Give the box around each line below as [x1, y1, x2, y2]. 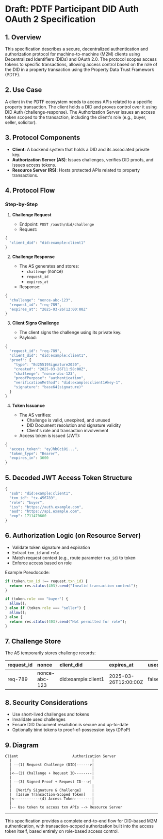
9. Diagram [5, 741, 39, 749]
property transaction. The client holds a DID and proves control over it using [5, 104, 157, 110]
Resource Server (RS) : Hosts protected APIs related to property [12, 167, 140, 173]
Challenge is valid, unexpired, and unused [26, 417, 111, 423]
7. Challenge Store [5, 637, 62, 645]
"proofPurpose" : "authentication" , [14, 376, 86, 381]
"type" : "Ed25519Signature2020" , [14, 362, 81, 367]
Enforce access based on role [12, 560, 72, 566]
